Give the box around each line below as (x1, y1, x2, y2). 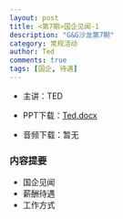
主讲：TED (22, 90, 64, 101)
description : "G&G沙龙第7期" (9, 30, 115, 39)
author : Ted (9, 47, 55, 57)
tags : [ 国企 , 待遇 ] (9, 65, 78, 74)
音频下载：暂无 (22, 129, 79, 140)
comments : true (9, 56, 67, 65)
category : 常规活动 (9, 38, 78, 48)
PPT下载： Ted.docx (22, 109, 97, 120)
